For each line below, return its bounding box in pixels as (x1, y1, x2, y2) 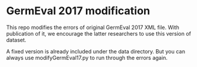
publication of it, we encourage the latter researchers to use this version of (6, 30, 191, 37)
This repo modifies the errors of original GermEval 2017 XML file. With (6, 24, 180, 31)
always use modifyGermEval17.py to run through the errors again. (6, 54, 168, 61)
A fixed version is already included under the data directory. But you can (6, 47, 186, 55)
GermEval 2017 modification (6, 4, 150, 18)
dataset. (6, 36, 27, 43)
